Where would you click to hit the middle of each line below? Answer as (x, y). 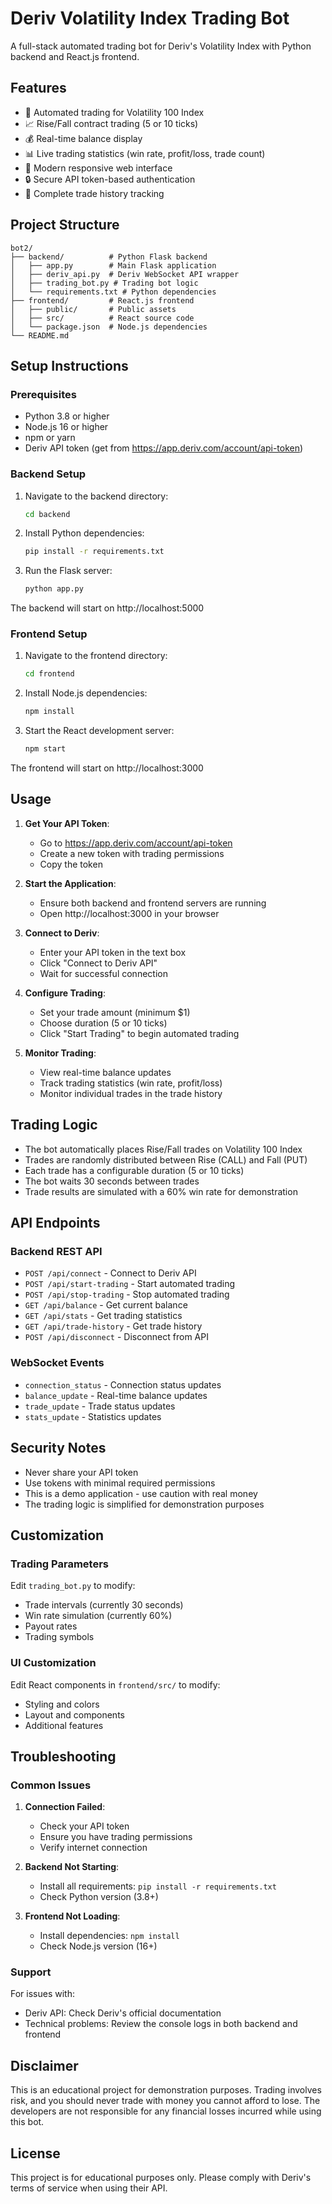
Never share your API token (81, 1472)
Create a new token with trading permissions (132, 853)
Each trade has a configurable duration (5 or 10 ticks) (134, 1170)
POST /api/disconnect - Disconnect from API (116, 1337)
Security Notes (58, 1448)
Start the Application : (70, 883)
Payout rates (51, 1626)
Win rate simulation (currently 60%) (98, 1616)
